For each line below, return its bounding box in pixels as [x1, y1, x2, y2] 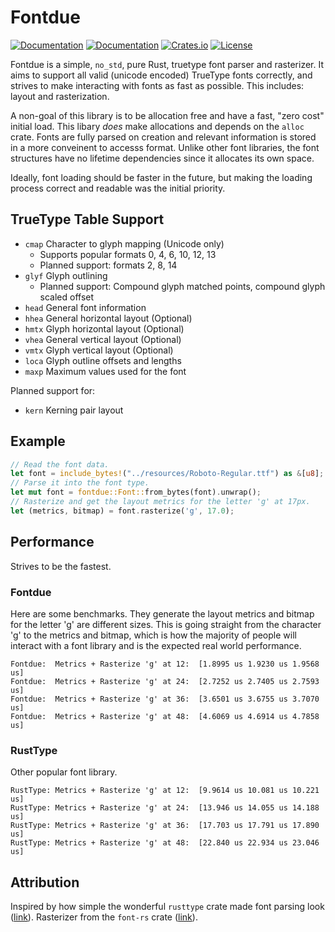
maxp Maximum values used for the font [24, 365, 187, 377]
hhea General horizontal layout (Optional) [24, 312, 193, 324]
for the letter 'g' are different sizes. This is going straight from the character [10, 618, 322, 630]
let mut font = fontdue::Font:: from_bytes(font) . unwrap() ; [10, 487, 262, 498]
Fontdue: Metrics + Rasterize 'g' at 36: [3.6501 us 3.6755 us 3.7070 [10, 694, 320, 704]
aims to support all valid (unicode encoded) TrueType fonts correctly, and [10, 69, 313, 81]
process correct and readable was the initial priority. [10, 182, 226, 194]
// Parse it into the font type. [10, 478, 150, 488]
